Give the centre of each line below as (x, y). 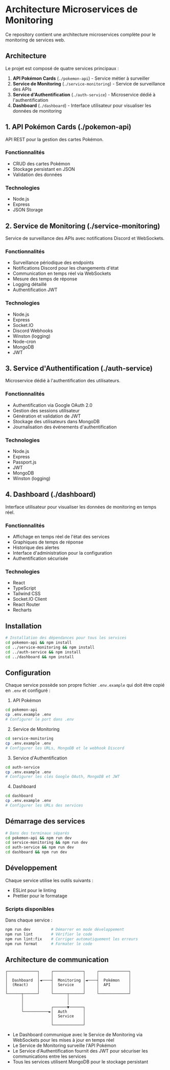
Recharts (22, 610)
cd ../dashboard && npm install (40, 657)
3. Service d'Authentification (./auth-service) (79, 368)
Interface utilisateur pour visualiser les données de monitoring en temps (81, 507)
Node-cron (24, 341)
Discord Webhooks (33, 331)
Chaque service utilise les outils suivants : (49, 880)
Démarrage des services (45, 822)
